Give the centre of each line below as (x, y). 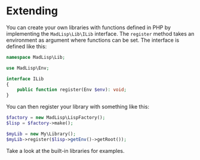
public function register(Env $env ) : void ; (72, 90)
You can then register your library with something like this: (78, 107)
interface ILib (25, 79)
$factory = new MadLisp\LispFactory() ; (56, 118)
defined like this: (27, 46)
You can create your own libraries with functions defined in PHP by (89, 27)
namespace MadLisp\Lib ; (36, 57)
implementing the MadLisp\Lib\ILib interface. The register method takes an (100, 33)
